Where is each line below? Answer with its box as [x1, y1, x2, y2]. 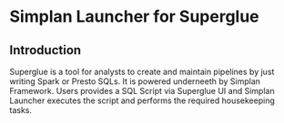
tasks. [9, 105, 33, 115]
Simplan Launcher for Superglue [9, 6, 259, 27]
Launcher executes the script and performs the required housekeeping [9, 95, 275, 106]
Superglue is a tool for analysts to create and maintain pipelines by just [9, 66, 275, 77]
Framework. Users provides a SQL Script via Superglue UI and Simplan [9, 86, 275, 96]
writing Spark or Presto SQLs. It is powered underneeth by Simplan [9, 76, 261, 87]
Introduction [9, 43, 82, 58]
